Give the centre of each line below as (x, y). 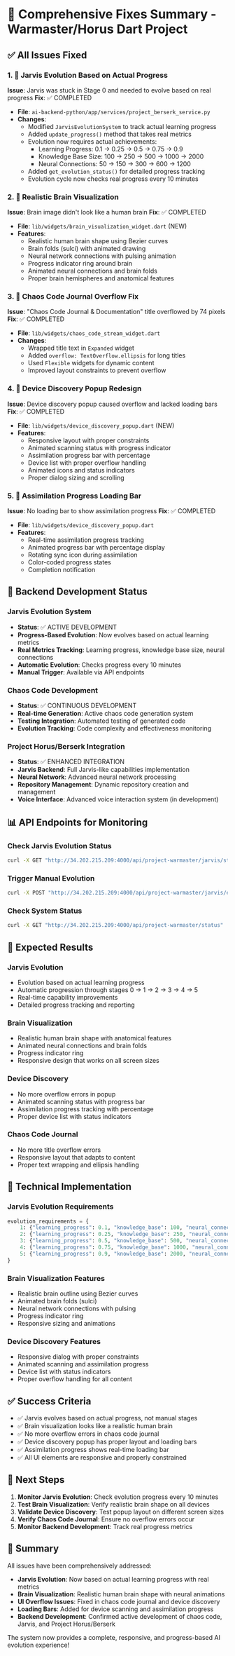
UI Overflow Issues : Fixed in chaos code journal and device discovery (119, 1601)
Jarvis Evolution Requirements (60, 1207)
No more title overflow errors (59, 1150)
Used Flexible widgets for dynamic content (91, 363)
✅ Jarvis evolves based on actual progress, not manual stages (107, 1418)
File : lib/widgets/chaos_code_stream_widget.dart (89, 333)
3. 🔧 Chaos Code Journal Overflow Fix (73, 297)
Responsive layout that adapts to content (76, 1157)
